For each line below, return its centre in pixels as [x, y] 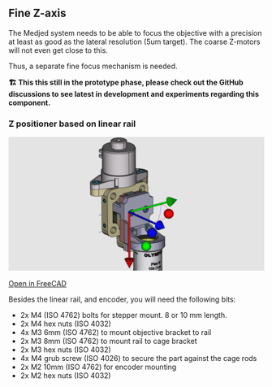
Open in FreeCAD [38, 283]
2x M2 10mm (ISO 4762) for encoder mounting [98, 367]
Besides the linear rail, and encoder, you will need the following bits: [122, 299]
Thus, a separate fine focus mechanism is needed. [93, 66]
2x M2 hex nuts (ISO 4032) [65, 375]
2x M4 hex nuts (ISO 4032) [66, 324]
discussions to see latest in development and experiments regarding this [134, 93]
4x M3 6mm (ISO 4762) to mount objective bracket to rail [116, 332]
